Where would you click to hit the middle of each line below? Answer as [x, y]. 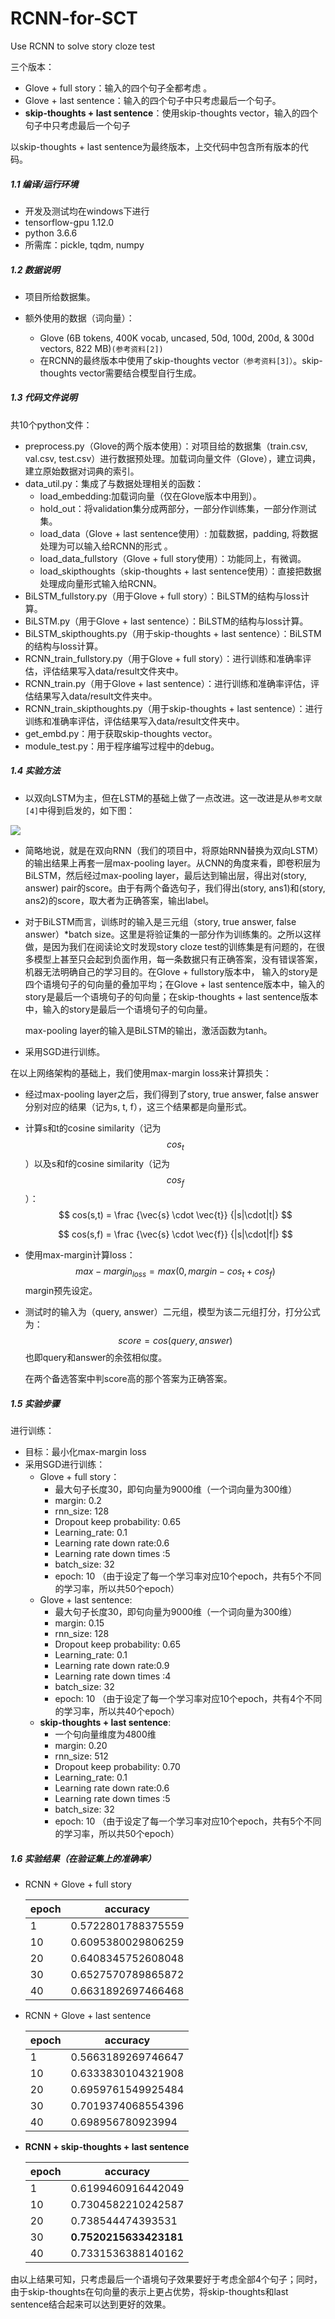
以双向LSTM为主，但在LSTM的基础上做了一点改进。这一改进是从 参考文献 [173, 798]
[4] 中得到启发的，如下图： [80, 810]
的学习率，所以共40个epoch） [117, 1711]
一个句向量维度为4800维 [105, 1734]
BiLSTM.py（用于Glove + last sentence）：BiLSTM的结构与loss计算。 [166, 621]
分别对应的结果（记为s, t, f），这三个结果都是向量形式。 [138, 1106]
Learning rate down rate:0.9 [112, 1666]
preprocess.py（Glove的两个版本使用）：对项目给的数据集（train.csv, [166, 446]
